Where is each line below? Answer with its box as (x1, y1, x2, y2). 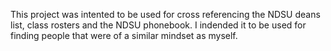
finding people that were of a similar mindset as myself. (10, 30, 238, 41)
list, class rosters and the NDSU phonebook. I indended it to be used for (10, 19, 307, 31)
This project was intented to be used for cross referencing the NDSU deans (10, 9, 321, 20)
